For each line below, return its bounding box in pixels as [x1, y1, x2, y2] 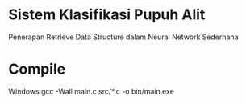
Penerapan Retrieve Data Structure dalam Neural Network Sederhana [8, 32, 239, 42]
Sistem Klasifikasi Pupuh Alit [8, 6, 206, 24]
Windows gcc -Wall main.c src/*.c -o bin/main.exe [8, 86, 175, 96]
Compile [8, 60, 66, 78]
